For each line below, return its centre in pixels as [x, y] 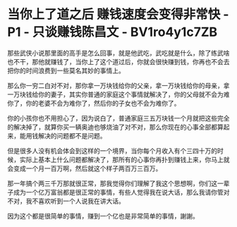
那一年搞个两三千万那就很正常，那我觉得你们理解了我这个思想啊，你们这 [112, 183]
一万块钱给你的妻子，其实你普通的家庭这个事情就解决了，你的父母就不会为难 [119, 94]
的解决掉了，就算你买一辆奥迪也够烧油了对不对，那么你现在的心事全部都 [112, 127]
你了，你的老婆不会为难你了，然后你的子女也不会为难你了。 [94, 103]
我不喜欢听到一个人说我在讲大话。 [75, 201]
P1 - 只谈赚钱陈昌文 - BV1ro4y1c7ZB [113, 32]
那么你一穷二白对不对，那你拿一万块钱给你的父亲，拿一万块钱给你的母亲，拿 [119, 85]
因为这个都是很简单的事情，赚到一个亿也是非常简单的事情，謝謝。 [103, 216]
